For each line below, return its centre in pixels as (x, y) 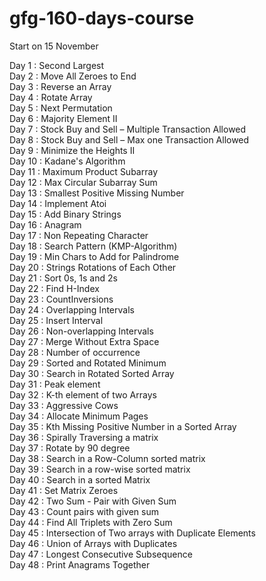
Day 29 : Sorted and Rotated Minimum (88, 363)
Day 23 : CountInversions (61, 299)
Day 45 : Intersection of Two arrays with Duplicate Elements (132, 533)
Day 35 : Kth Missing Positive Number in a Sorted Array (123, 426)
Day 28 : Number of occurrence (75, 352)
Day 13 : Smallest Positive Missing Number (97, 193)
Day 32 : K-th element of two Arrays (83, 394)
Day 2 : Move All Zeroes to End (73, 76)
